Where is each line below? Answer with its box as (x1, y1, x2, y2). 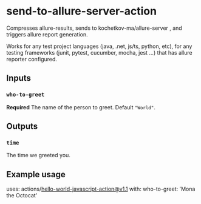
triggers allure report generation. (6, 30, 88, 38)
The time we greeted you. (6, 152, 71, 159)
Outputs (6, 121, 38, 132)
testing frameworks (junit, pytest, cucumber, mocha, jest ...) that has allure (6, 49, 192, 56)
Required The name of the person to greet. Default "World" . (6, 103, 156, 110)
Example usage (6, 169, 66, 180)
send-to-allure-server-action (6, 4, 157, 18)
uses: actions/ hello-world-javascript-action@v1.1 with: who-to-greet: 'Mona (6, 185, 196, 192)
